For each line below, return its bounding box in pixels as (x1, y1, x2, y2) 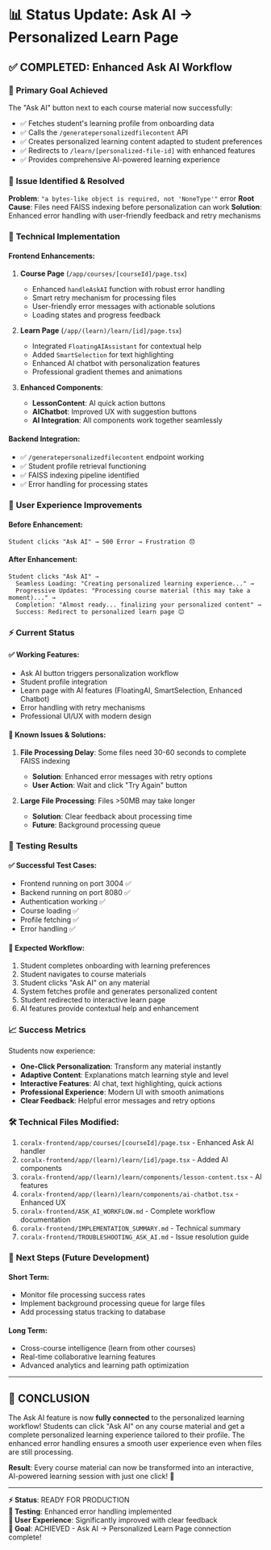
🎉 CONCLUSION (8, 1391, 90, 1405)
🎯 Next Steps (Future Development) (8, 1252, 150, 1263)
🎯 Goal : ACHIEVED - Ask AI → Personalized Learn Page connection (8, 1524, 231, 1534)
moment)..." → (8, 594, 56, 602)
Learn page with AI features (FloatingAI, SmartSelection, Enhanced (19, 685, 243, 695)
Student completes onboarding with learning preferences (19, 960, 211, 971)
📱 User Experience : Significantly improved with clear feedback (8, 1515, 218, 1525)
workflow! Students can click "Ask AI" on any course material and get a (8, 1422, 245, 1431)
